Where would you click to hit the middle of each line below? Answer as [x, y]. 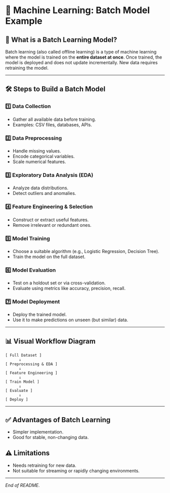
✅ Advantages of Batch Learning [58, 420]
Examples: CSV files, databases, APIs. [52, 125]
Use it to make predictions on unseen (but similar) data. [70, 320]
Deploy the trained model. [39, 315]
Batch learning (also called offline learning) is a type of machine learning [81, 52]
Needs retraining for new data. [45, 465]
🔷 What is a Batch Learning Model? [61, 40]
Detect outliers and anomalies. [44, 193]
